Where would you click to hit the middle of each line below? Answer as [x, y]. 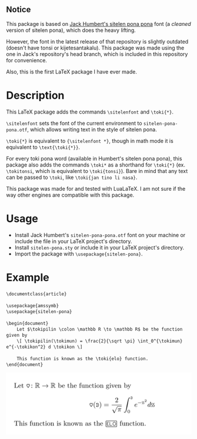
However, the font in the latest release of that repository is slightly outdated [97, 41]
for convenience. [26, 60]
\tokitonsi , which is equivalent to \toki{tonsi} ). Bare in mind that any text [97, 171]
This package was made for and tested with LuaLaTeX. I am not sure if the [96, 188]
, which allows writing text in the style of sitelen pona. [92, 129]
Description [35, 95]
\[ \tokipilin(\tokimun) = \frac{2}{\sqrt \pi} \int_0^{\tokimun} [100, 341]
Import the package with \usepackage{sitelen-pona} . [79, 254]
